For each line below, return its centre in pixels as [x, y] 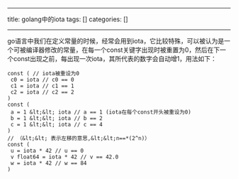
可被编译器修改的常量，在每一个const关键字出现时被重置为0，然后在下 [117, 50]
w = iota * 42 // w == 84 [49, 163]
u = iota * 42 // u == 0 [47, 151]
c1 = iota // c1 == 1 [42, 86]
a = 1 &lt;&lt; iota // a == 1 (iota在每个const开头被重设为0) [101, 112]
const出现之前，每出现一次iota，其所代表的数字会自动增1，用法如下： [115, 59]
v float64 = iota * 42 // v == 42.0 [64, 157]
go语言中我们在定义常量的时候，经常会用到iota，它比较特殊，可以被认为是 [116, 41]
